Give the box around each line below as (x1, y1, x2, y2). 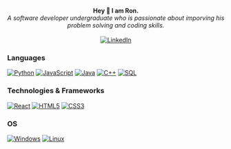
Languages (7, 52, 46, 62)
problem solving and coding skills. (67, 21, 165, 29)
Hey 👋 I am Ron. (92, 7, 139, 14)
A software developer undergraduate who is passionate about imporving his (7, 14, 225, 22)
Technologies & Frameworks (7, 86, 105, 96)
